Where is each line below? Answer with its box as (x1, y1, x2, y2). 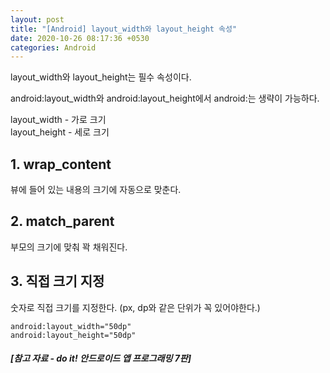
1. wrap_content (10, 156, 112, 173)
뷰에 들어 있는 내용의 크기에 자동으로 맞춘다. (10, 184, 182, 196)
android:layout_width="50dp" (10, 321, 132, 331)
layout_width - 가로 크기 (10, 114, 107, 126)
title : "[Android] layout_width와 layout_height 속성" (10, 24, 238, 34)
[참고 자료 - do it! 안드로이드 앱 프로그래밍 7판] (10, 352, 192, 365)
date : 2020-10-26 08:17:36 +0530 (10, 33, 150, 43)
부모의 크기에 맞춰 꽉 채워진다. (10, 241, 128, 253)
